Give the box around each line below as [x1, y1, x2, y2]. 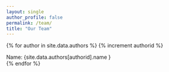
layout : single [6, 8, 44, 15]
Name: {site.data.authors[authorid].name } [6, 53, 111, 61]
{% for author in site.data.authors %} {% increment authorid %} [6, 42, 164, 49]
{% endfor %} [6, 60, 41, 67]
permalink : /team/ [6, 20, 52, 26]
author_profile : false [6, 14, 63, 20]
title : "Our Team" [6, 25, 52, 32]
